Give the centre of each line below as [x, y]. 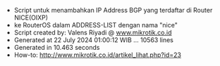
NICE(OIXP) [31, 18]
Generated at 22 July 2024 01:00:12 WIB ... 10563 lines [94, 40]
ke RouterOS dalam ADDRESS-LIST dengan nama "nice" [96, 25]
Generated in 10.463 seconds [57, 47]
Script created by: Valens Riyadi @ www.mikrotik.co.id [93, 32]
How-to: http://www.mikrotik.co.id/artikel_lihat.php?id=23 [98, 55]
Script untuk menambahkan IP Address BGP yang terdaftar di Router [113, 10]
